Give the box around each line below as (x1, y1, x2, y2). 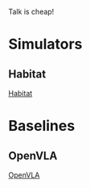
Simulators (8, 36, 83, 53)
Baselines (8, 117, 76, 136)
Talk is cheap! (8, 7, 55, 16)
